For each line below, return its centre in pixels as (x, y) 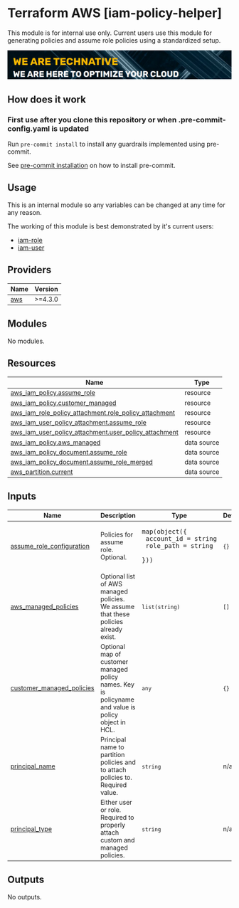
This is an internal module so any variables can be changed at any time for (116, 205)
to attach (113, 770)
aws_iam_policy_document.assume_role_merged (81, 462)
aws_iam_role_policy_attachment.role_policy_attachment (93, 412)
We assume (118, 606)
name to (112, 747)
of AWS (112, 584)
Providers (30, 270)
